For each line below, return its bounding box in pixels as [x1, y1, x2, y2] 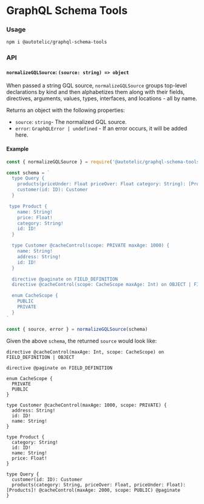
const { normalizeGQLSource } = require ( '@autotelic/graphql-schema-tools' [6, 158, 202, 165]
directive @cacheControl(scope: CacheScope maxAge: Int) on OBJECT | [12, 282, 191, 288]
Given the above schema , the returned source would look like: [6, 337, 157, 344]
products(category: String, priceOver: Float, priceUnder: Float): [12, 482, 186, 488]
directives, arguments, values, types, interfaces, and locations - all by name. [6, 95, 197, 102]
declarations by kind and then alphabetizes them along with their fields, [6, 89, 185, 96]
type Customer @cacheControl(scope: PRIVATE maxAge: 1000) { [12, 242, 170, 249]
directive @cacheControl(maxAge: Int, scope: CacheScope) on [6, 349, 165, 355]
